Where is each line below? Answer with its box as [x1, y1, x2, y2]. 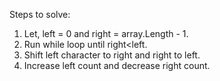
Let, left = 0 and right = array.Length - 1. [23, 28, 189, 39]
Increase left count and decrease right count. [23, 60, 211, 71]
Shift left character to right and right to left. [23, 49, 201, 61]
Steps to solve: [9, 9, 71, 20]
